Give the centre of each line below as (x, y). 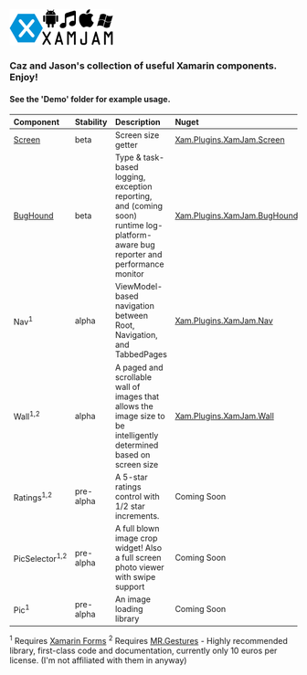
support (130, 587)
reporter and (138, 255)
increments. (137, 515)
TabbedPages (141, 354)
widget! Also (138, 548)
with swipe (135, 577)
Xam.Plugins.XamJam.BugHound (237, 216)
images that (137, 396)
